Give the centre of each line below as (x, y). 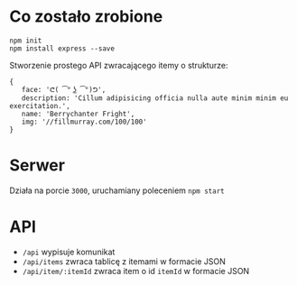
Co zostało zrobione (86, 17)
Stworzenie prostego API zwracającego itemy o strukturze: (119, 65)
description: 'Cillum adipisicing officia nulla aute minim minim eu (155, 98)
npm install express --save (62, 48)
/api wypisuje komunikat (69, 252)
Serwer (37, 165)
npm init (26, 41)
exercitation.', (40, 106)
